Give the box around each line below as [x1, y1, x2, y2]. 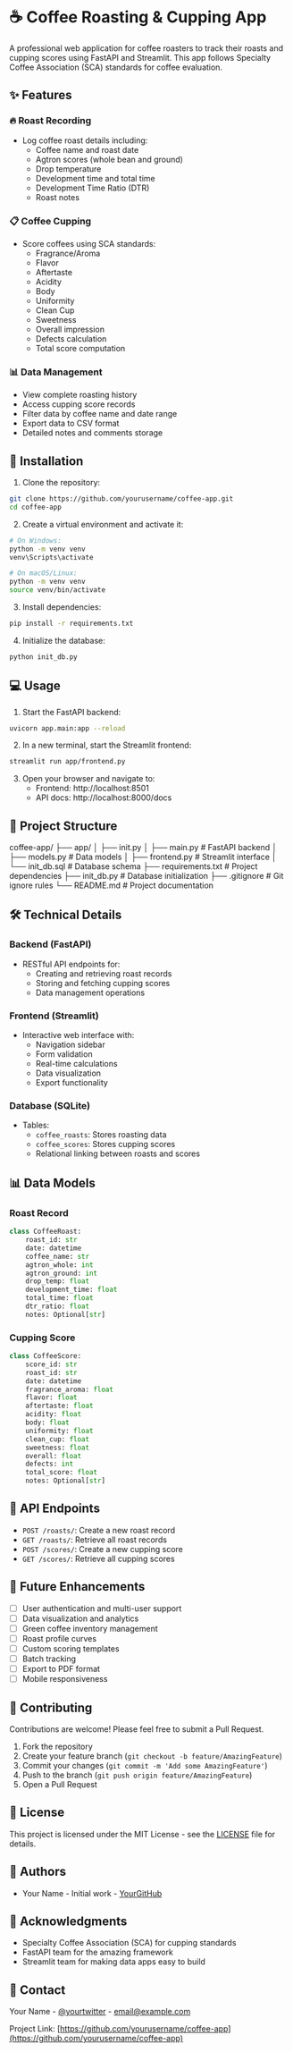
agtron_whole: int [25, 1260, 94, 1270]
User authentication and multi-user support [21, 1602, 182, 1614]
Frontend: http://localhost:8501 [35, 783, 150, 794]
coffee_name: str [25, 1252, 90, 1261]
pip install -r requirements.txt [9, 619, 134, 629]
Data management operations [35, 987, 146, 998]
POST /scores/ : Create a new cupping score [21, 1543, 183, 1554]
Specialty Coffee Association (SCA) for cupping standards [21, 1938, 237, 1948]
